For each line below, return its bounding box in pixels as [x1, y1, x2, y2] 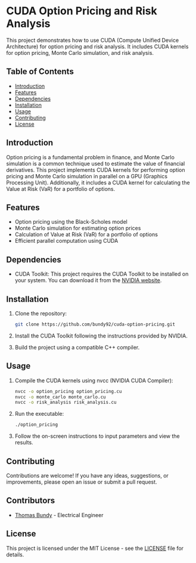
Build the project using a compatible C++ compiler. [14, 344, 140, 351]
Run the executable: [14, 410, 64, 417]
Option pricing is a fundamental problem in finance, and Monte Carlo [6, 153, 175, 160]
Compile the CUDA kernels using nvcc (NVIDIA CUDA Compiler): [14, 377, 173, 384]
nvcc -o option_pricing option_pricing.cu [14, 388, 122, 394]
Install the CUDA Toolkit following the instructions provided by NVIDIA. [14, 332, 188, 339]
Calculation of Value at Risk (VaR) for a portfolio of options [14, 231, 158, 238]
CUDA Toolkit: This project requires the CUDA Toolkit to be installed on [14, 270, 189, 278]
